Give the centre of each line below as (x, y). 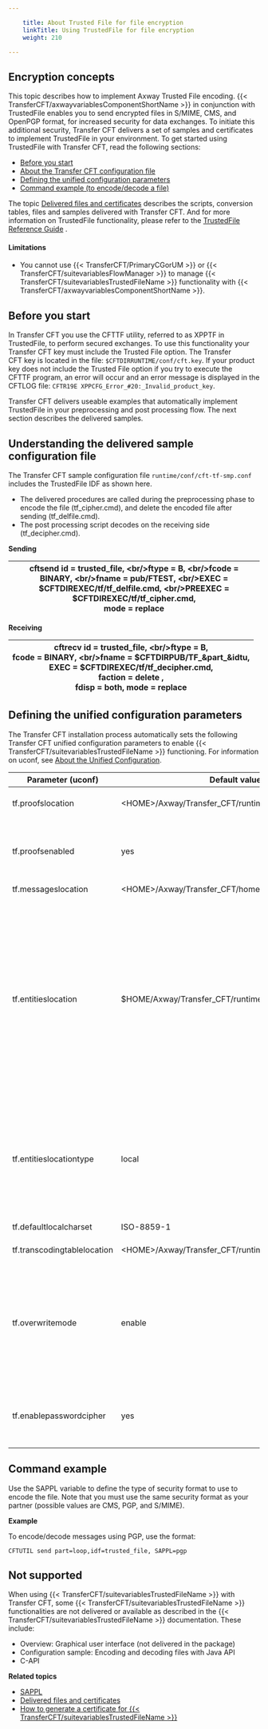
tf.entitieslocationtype (53, 1158)
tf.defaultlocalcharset (52, 1226)
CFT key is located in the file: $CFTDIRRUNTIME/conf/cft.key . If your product (132, 361)
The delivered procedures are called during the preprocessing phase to (137, 500)
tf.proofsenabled (43, 851)
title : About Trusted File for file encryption (103, 22)
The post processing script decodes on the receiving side (114, 525)
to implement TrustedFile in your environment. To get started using (118, 139)
